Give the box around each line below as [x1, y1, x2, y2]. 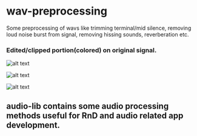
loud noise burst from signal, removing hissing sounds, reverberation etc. [6, 30, 189, 38]
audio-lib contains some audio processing [6, 101, 169, 111]
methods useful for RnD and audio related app [6, 110, 184, 121]
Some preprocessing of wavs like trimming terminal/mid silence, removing [6, 24, 192, 32]
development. [6, 120, 61, 130]
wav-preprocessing [6, 4, 108, 18]
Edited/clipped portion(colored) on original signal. [6, 46, 157, 54]
